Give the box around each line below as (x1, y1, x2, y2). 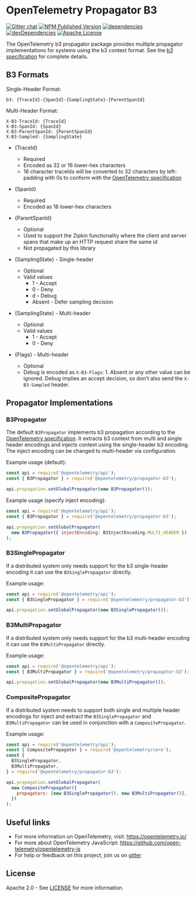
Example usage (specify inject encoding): (6, 497, 106, 504)
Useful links (6, 817, 51, 827)
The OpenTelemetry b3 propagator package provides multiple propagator (6, 40, 183, 47)
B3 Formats (6, 70, 49, 80)
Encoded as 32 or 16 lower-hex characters (23, 162, 126, 169)
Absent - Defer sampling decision (32, 298, 113, 305)
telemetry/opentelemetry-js (14, 845, 81, 852)
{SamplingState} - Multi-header (14, 309, 91, 316)
